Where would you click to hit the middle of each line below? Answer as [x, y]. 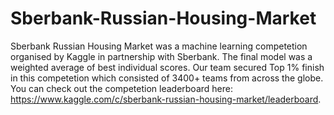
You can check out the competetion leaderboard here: [121, 88]
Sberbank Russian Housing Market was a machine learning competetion [159, 46]
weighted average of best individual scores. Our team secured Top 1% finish [167, 67]
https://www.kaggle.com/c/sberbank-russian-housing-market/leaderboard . [166, 99]
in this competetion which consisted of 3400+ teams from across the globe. [167, 78]
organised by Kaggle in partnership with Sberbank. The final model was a [161, 56]
